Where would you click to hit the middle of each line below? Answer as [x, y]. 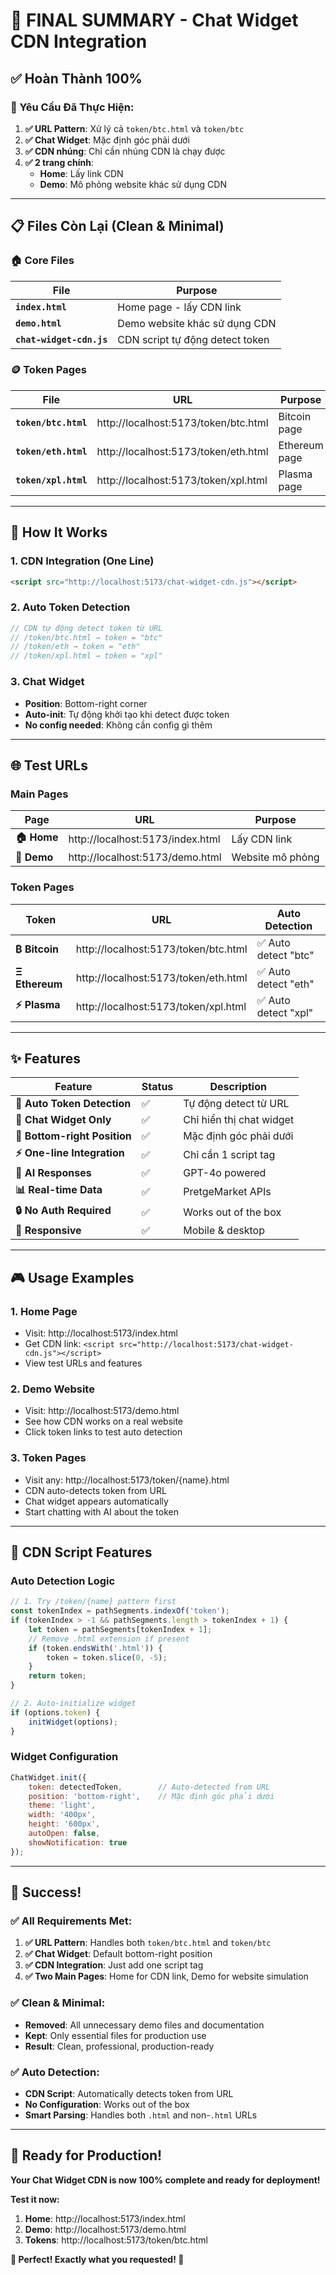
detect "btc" [285, 955]
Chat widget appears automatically [96, 1501]
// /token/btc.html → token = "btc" [86, 637]
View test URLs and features [83, 1363]
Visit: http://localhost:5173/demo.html [102, 1411]
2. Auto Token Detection [70, 607]
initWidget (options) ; [73, 1722]
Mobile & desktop [224, 1231]
